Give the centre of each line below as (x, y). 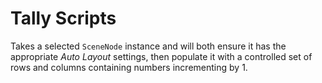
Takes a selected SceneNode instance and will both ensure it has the (148, 46)
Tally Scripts (63, 18)
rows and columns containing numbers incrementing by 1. (129, 67)
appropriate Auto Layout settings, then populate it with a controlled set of (161, 56)
